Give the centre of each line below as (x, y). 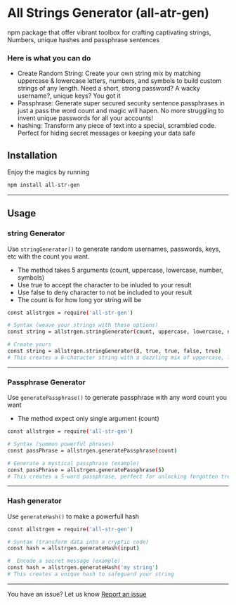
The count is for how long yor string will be (79, 299)
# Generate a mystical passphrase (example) (73, 463)
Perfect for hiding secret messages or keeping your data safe (106, 133)
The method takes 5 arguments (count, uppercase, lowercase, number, (120, 270)
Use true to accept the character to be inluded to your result (104, 285)
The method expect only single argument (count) (88, 419)
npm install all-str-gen (44, 185)
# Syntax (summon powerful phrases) (61, 444)
